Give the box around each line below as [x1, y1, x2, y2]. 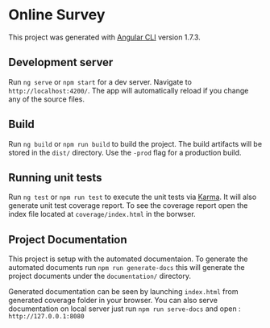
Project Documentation [8, 232, 127, 247]
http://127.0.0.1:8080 [8, 313, 85, 321]
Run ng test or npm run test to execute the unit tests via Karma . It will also [8, 192, 257, 202]
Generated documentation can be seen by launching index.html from [8, 287, 239, 297]
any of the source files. [8, 94, 85, 104]
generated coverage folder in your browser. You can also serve [8, 296, 218, 305]
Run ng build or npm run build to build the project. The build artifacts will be [8, 139, 263, 148]
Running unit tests [8, 171, 102, 185]
